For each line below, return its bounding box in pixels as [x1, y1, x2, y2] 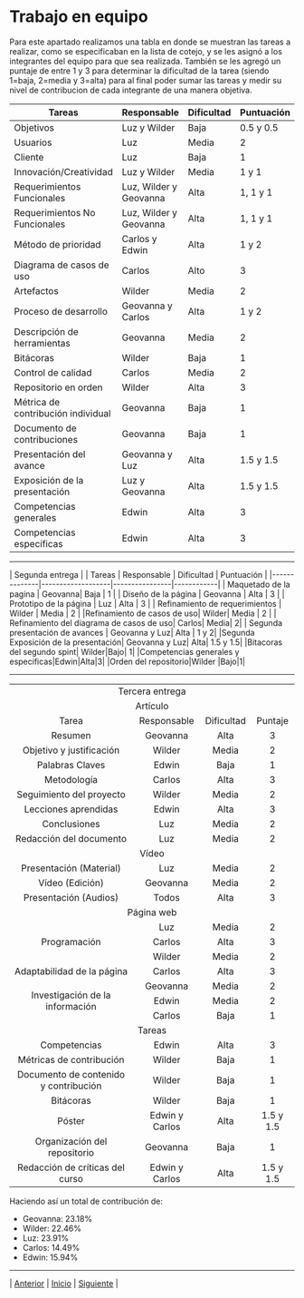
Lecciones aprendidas [24, 803, 119, 815]
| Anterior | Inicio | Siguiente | [9, 1277, 119, 1289]
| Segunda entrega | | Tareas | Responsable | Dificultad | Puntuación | [9, 569, 268, 580]
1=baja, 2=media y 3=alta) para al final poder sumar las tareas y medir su [9, 74, 282, 85]
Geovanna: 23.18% [22, 1213, 93, 1224]
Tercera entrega [118, 685, 186, 698]
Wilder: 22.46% [22, 1223, 81, 1234]
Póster [57, 1114, 86, 1127]
